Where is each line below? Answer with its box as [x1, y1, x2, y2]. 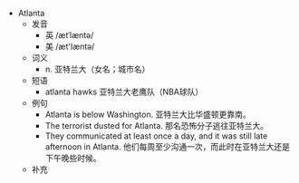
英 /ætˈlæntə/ [44, 30, 94, 40]
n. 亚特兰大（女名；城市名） [44, 63, 150, 74]
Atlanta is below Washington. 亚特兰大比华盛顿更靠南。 [44, 109, 251, 120]
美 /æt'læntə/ [44, 41, 95, 52]
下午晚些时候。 [44, 153, 101, 163]
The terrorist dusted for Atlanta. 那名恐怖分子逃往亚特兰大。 [44, 120, 269, 130]
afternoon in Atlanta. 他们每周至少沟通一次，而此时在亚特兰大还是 [44, 141, 290, 152]
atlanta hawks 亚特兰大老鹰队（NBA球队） [44, 86, 204, 97]
